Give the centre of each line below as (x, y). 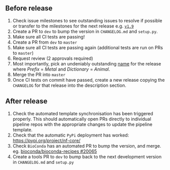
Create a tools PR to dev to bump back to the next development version (87, 156)
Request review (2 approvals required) (53, 58)
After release (26, 101)
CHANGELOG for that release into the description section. (69, 85)
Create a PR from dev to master (45, 42)
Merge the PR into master (39, 74)
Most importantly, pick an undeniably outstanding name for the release (87, 63)
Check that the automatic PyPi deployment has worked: (71, 135)
